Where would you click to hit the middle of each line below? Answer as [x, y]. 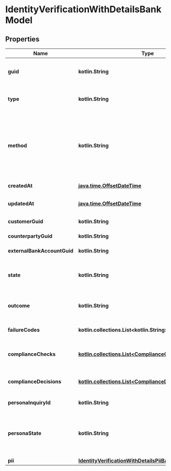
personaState [25, 433]
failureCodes [24, 330]
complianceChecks [32, 354]
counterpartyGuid [30, 236]
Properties [22, 39]
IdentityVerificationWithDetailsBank [83, 9]
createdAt [20, 186]
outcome [19, 306]
